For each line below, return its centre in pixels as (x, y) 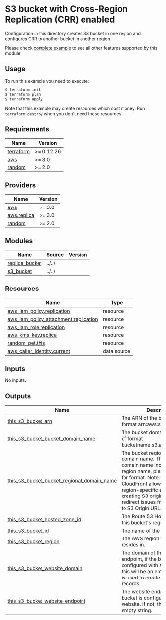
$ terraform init (23, 90)
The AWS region (140, 538)
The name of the (141, 531)
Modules (19, 241)
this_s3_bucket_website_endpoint (47, 601)
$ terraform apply (24, 99)
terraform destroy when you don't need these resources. (64, 114)
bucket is (132, 598)
